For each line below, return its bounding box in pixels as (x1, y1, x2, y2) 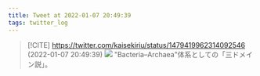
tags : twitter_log (8, 19, 68, 27)
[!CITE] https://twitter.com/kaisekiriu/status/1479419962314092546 (27, 40, 246, 49)
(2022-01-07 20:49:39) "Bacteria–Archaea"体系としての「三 (27, 49, 233, 59)
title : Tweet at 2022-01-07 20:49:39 (8, 11, 132, 20)
